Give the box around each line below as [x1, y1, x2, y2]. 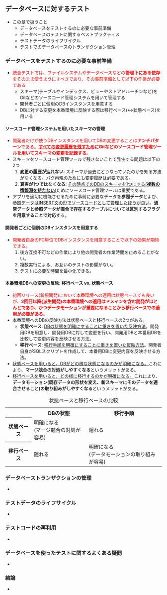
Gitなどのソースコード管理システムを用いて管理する [19, 95, 126, 101]
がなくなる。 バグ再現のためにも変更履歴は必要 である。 [19, 175, 133, 181]
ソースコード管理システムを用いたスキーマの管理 [5, 125, 105, 131]
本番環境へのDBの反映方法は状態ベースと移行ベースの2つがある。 [12, 317, 148, 323]
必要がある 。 [21, 311, 48, 317]
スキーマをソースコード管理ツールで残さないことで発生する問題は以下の [12, 156, 161, 162]
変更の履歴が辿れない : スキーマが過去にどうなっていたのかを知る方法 [19, 169, 162, 175]
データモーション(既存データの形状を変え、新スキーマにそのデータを [12, 379, 154, 385]
